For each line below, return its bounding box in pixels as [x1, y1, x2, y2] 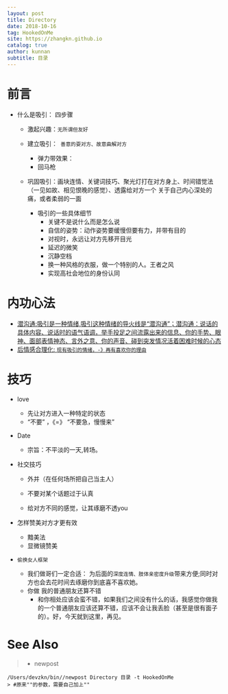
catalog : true [7, 42, 48, 49]
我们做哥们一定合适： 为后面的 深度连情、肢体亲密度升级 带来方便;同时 [27, 569, 212, 577]
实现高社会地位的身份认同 [47, 269, 121, 277]
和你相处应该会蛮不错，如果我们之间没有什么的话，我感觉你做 [37, 595, 212, 603]
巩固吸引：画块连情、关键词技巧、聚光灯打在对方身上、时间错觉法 [27, 177, 214, 185]
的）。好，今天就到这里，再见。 [37, 612, 125, 621]
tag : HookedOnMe [7, 29, 53, 36]
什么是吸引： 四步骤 [16, 110, 73, 119]
